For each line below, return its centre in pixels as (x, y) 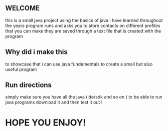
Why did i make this (36, 52)
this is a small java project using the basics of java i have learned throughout (84, 20)
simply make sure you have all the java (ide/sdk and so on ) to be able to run (84, 97)
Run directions (28, 85)
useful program (21, 69)
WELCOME (23, 8)
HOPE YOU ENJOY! (46, 122)
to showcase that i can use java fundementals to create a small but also (79, 64)
